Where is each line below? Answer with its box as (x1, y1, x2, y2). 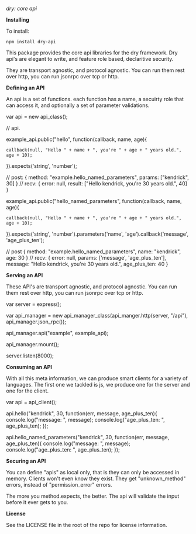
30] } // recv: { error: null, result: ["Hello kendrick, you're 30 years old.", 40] (6, 180, 187, 187)
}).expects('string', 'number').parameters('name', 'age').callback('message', (6, 230, 189, 237)
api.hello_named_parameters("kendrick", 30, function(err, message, (6, 434, 170, 440)
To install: (6, 27, 29, 35)
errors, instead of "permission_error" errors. (6, 481, 112, 488)
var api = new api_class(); (6, 113, 68, 120)
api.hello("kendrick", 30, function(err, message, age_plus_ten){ (6, 410, 157, 417)
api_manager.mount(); (6, 341, 60, 347)
